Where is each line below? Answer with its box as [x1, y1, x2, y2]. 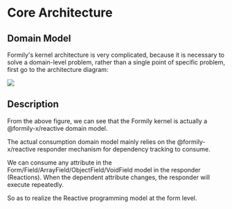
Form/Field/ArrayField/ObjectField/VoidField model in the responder [7, 165, 201, 174]
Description [7, 98, 59, 110]
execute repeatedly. [7, 180, 64, 188]
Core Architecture [7, 5, 113, 21]
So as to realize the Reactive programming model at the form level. [7, 194, 197, 202]
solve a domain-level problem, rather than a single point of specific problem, [7, 58, 225, 66]
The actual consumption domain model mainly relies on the [7, 137, 176, 146]
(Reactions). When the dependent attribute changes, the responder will [7, 173, 210, 181]
